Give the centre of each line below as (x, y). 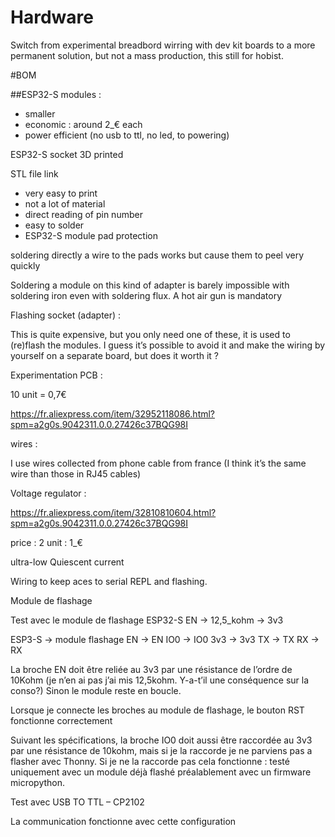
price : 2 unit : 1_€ (46, 542)
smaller (40, 113)
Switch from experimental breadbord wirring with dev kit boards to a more (163, 45)
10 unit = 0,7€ (38, 394)
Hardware (52, 17)
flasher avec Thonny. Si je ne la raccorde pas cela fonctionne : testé (150, 761)
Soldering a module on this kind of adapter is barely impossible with (150, 285)
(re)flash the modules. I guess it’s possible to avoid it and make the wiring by (168, 345)
